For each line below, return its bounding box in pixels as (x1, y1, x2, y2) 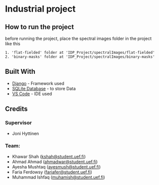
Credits (5, 105, 28, 113)
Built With (5, 67, 35, 76)
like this (5, 41, 20, 47)
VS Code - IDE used (12, 91, 52, 97)
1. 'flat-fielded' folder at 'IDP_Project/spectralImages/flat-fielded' (5, 50, 155, 55)
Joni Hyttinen (12, 130, 39, 136)
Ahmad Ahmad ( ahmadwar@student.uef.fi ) (12, 159, 98, 165)
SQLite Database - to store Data (12, 85, 76, 91)
